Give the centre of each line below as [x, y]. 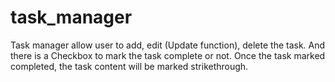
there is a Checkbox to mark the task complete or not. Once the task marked [168, 55]
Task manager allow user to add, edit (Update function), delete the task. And [168, 45]
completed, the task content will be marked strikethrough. [129, 66]
